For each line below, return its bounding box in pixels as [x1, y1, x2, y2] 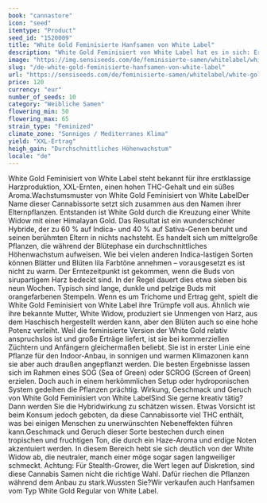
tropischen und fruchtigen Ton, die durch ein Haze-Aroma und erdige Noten [8, 435, 257, 445]
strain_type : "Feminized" [8, 122, 94, 130]
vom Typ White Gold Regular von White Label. [8, 486, 159, 496]
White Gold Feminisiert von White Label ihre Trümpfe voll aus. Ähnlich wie [8, 300, 250, 310]
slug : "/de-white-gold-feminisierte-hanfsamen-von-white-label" [8, 64, 226, 72]
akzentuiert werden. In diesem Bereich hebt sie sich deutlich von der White [8, 444, 254, 454]
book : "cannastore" [8, 11, 73, 20]
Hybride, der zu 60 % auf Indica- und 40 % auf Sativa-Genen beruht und [8, 224, 248, 234]
